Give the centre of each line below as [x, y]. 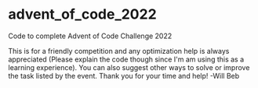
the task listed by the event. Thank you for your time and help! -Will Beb [124, 76]
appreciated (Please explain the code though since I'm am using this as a [126, 59]
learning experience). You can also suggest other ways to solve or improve [129, 67]
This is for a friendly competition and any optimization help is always [119, 51]
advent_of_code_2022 [82, 14]
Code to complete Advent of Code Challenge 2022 [90, 36]
